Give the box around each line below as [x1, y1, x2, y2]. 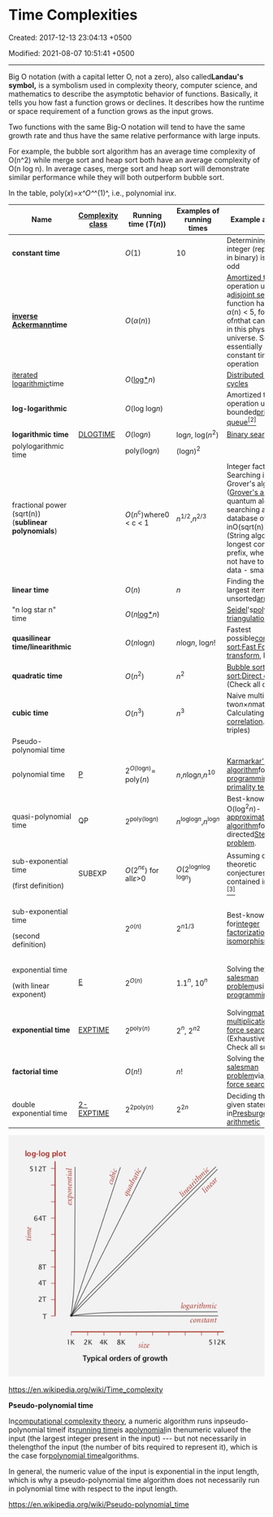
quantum [226, 496, 257, 506]
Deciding [226, 1091, 258, 1101]
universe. [226, 333, 258, 342]
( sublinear [11, 518, 48, 527]
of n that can [226, 315, 266, 325]
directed [226, 829, 254, 839]
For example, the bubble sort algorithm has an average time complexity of [8, 146, 256, 156]
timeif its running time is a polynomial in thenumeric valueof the [46, 1424, 252, 1434]
